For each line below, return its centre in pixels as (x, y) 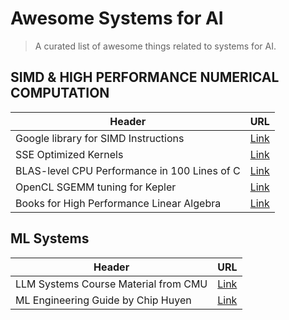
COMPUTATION (60, 93)
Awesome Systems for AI (117, 18)
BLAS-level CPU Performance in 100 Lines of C (128, 170)
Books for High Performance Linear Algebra (118, 203)
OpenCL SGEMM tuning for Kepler (96, 187)
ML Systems (50, 238)
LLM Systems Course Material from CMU (111, 284)
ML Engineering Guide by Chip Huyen (103, 300)
